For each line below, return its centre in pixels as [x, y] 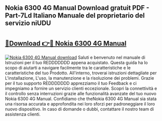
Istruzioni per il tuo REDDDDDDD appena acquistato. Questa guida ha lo [76, 62]
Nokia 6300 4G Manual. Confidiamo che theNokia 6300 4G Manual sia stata [81, 99]
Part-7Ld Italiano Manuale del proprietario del [75, 16]
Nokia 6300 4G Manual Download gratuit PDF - [77, 8]
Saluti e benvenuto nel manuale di [112, 57]
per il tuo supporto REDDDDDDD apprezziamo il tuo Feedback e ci [71, 83]
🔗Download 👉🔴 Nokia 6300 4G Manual [66, 43]
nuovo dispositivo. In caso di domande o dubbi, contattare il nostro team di [79, 109]
